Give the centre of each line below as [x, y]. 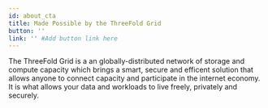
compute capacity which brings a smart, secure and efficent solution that [131, 70]
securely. [24, 96]
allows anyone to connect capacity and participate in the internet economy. [134, 78]
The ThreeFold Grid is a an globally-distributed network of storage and [127, 61]
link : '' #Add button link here [63, 38]
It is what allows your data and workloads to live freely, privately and [123, 87]
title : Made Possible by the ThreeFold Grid [85, 23]
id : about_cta [32, 16]
